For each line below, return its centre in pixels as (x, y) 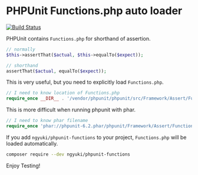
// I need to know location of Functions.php (63, 93)
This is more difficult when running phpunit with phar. (71, 110)
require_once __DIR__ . (35, 98)
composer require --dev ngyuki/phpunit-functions (68, 154)
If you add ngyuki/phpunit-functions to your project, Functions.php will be (96, 137)
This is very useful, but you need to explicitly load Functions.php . (85, 82)
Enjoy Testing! (23, 166)
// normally (21, 49)
